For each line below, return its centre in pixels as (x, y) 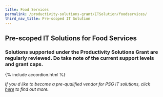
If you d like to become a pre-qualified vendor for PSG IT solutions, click (78, 84)
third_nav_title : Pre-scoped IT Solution (48, 18)
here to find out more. (27, 89)
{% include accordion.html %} (35, 75)
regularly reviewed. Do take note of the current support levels (80, 58)
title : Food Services (27, 9)
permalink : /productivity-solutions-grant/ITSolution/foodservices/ (76, 14)
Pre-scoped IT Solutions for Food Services (71, 38)
